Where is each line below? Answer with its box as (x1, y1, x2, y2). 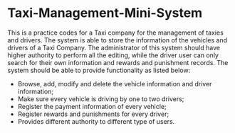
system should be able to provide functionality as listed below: (7, 66, 191, 74)
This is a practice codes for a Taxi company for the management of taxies (7, 28, 224, 37)
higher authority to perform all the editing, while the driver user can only (7, 51, 219, 59)
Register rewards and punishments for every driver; (17, 110, 169, 118)
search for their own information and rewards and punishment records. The (7, 58, 229, 66)
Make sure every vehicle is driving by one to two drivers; (17, 94, 184, 103)
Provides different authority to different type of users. (17, 117, 175, 125)
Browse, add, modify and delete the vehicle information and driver (17, 79, 212, 88)
